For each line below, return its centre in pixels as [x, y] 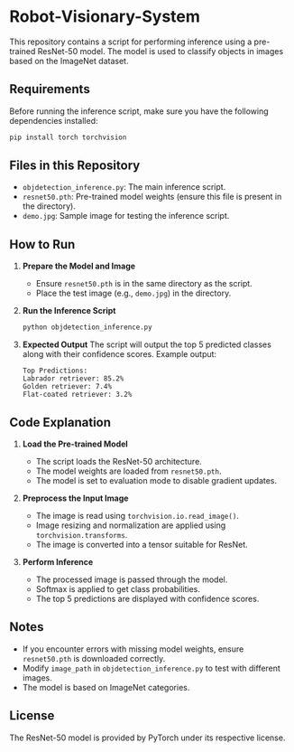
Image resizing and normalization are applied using [131, 525]
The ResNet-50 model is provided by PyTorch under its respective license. [147, 738]
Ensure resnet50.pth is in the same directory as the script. [144, 284]
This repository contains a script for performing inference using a [131, 42]
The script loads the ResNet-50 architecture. [119, 461]
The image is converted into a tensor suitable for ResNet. [142, 544]
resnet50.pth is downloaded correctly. [94, 658]
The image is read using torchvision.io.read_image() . [137, 515]
